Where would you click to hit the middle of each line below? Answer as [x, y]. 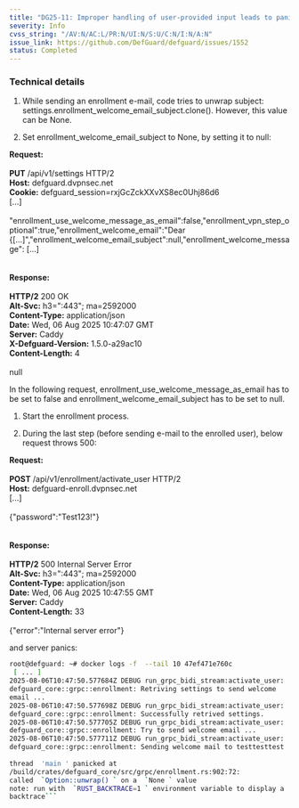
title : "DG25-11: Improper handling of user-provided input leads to [141, 17]
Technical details [47, 82]
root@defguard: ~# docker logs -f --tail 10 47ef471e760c [121, 665]
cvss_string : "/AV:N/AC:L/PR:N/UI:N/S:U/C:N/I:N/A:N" [111, 34]
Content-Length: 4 [44, 354]
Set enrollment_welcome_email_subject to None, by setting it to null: [146, 137]
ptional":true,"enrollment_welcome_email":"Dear [97, 230]
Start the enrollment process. [76, 416]
